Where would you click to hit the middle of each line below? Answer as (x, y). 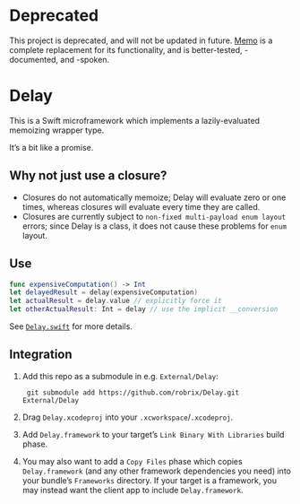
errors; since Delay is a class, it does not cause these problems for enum (154, 226)
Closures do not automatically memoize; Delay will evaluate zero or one (154, 197)
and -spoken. (85, 59)
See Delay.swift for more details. (71, 326)
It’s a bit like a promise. (51, 147)
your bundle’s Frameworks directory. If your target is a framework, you (150, 480)
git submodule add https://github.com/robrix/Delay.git (133, 392)
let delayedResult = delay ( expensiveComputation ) (104, 292)
